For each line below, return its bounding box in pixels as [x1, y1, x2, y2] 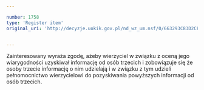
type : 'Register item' [6, 19, 64, 26]
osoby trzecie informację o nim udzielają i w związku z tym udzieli [6, 65, 172, 72]
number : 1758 [6, 14, 39, 20]
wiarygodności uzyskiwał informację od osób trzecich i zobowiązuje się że [6, 59, 193, 66]
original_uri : [6, 25, 42, 31]
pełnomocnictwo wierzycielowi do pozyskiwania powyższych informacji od [6, 72, 194, 79]
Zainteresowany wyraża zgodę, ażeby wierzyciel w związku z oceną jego [6, 53, 190, 60]
